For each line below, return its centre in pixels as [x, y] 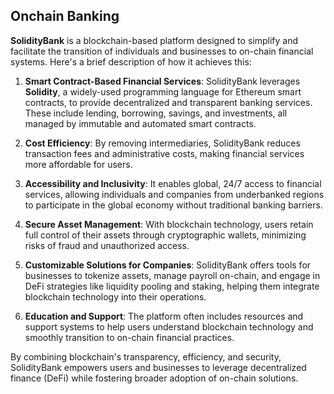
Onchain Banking [65, 16]
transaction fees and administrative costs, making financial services [164, 153]
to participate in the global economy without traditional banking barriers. [173, 205]
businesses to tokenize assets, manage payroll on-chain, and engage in [172, 275]
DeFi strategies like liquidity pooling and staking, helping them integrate [172, 286]
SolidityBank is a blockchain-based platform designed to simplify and [154, 40]
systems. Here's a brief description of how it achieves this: [131, 61]
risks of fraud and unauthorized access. [107, 245]
